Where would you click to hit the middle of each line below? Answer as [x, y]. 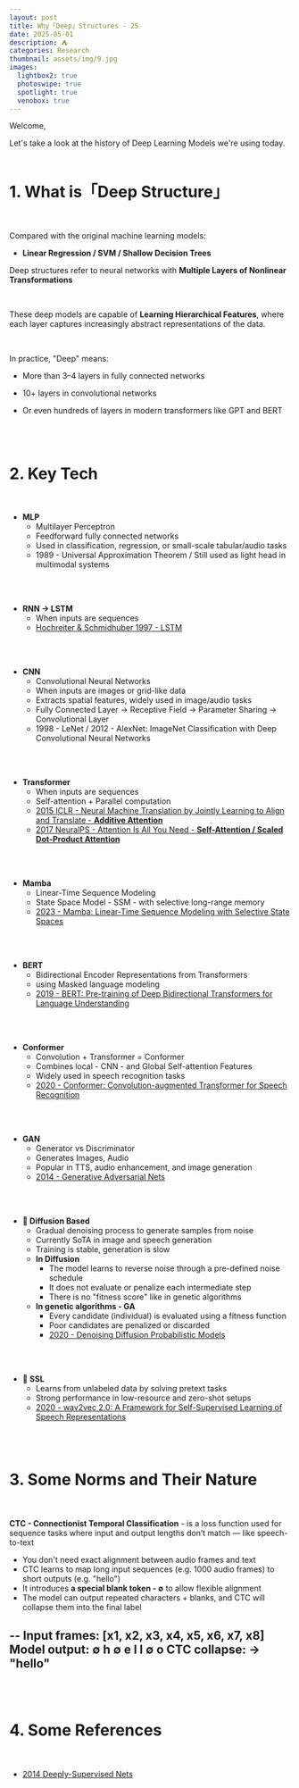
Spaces [50, 922]
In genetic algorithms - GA [85, 1307]
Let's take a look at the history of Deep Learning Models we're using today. [147, 143]
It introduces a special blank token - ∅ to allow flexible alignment [141, 1588]
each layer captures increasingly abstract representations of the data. [137, 324]
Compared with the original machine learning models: [108, 236]
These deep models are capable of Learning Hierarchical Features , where [147, 314]
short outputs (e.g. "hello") [71, 1579]
